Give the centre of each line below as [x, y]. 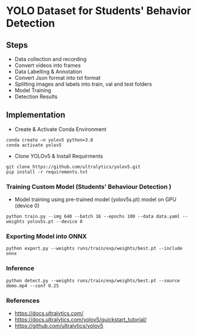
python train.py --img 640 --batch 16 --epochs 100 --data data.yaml [93, 217]
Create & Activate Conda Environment [61, 129]
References [23, 300]
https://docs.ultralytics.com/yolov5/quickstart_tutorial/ [81, 319]
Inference [20, 269]
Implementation [36, 115]
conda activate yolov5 [34, 145]
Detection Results [36, 96]
